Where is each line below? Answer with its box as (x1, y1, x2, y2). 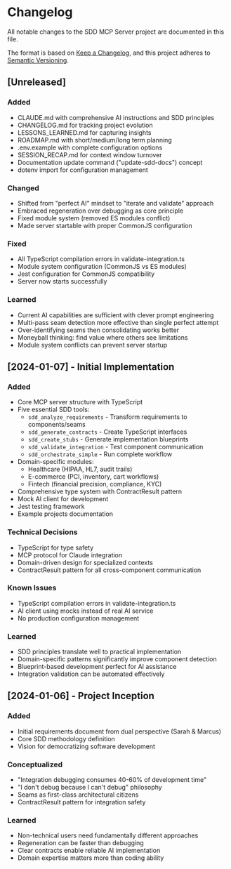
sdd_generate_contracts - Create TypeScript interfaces (27, 427, 187, 436)
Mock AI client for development (17, 495, 109, 503)
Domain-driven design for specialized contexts (17, 558, 153, 566)
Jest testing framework (17, 503, 85, 511)
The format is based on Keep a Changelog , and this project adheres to (7, 48, 211, 57)
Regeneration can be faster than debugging (17, 839, 144, 847)
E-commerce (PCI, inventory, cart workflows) (27, 472, 159, 481)
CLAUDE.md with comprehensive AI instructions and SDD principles (17, 113, 215, 121)
